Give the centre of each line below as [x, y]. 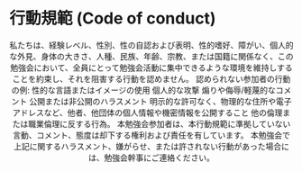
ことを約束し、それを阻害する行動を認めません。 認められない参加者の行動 [151, 78]
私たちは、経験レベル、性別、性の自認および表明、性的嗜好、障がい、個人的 [151, 45]
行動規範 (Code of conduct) [113, 18]
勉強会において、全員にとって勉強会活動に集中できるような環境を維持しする [151, 67]
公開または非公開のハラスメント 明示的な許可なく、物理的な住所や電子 [160, 101]
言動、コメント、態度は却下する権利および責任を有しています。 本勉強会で [151, 135]
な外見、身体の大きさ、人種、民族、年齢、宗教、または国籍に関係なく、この [151, 56]
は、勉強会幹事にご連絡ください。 [151, 157]
